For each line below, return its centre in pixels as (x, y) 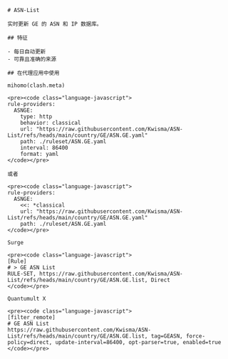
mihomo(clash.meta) (36, 85)
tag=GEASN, (167, 336)
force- (195, 336)
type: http (36, 117)
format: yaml (40, 154)
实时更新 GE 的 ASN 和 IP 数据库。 (55, 24)
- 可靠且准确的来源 (32, 59)
